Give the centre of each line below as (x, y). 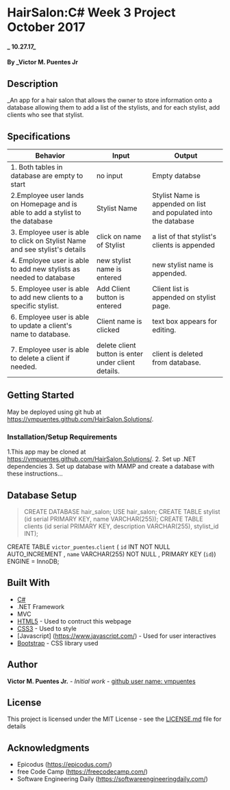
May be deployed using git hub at (54, 412)
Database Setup (42, 495)
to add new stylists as (46, 269)
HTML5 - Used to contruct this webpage (74, 621)
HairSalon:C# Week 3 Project (91, 13)
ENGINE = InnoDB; (33, 561)
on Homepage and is (44, 204)
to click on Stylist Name (49, 241)
